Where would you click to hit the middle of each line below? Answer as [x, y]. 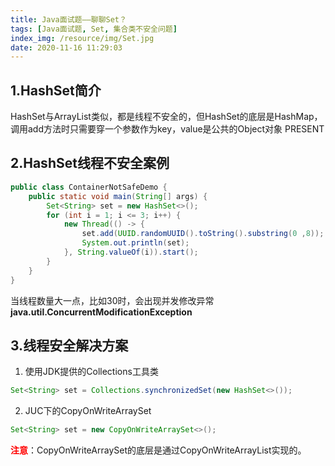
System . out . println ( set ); [135, 243]
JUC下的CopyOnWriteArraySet [88, 411]
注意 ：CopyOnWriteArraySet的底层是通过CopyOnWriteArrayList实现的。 [158, 450]
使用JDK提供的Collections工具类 [91, 372]
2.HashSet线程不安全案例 [90, 163]
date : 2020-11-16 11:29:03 [66, 47]
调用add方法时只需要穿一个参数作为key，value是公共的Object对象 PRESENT [167, 129]
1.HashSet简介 [56, 90]
